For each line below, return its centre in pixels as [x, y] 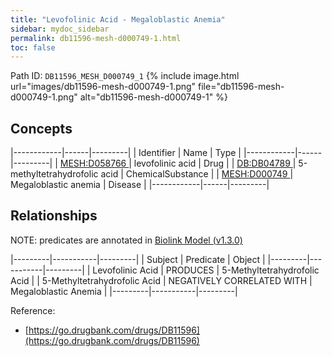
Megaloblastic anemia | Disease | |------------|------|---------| [140, 185]
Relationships [54, 216]
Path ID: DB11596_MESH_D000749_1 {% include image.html [125, 76]
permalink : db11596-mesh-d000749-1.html [96, 38]
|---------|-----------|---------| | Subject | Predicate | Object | [138, 259]
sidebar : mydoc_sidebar [60, 29]
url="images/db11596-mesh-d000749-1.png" [103, 87]
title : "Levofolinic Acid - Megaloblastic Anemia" [118, 19]
